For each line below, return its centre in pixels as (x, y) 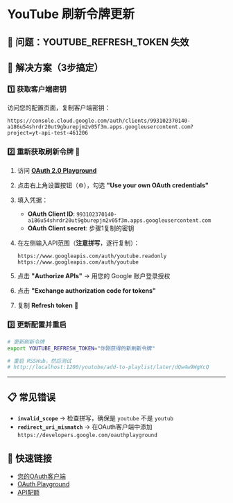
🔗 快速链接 (29, 458)
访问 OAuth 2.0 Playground (57, 170)
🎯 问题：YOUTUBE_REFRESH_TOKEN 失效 (98, 42)
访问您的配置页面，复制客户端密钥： (59, 108)
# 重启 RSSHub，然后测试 (39, 361)
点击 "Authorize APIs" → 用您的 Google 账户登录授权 (94, 275)
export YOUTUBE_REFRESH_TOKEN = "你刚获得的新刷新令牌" (81, 348)
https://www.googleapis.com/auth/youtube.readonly (92, 256)
